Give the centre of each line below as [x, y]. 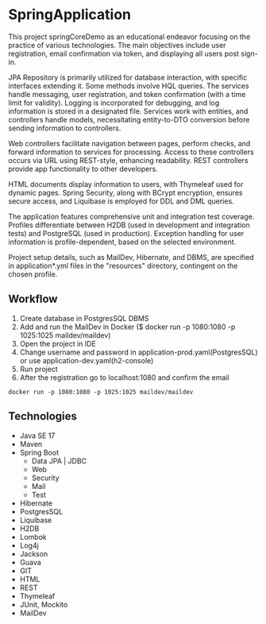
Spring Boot [39, 452]
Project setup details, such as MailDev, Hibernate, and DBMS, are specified [131, 257]
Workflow [33, 299]
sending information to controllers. [65, 128]
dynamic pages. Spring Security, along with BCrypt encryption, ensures [125, 192]
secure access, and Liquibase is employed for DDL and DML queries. [121, 201]
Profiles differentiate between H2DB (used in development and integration [129, 225]
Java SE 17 [37, 436]
